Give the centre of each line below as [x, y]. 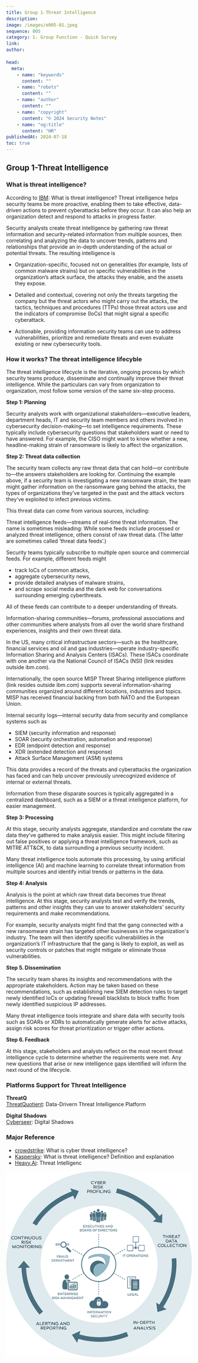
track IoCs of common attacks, [52, 570]
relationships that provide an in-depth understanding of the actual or [89, 247]
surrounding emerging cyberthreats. [59, 595]
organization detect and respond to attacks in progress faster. [81, 216]
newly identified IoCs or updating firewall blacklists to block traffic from [93, 997]
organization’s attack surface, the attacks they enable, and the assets [99, 277]
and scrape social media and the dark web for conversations [88, 589]
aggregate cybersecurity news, [53, 576]
